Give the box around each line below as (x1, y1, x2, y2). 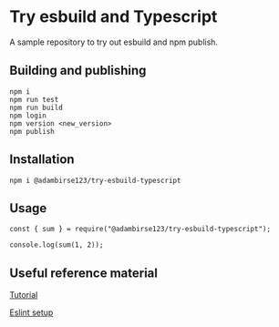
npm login (9, 111, 47, 120)
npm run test (9, 95, 59, 104)
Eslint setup (9, 307, 54, 318)
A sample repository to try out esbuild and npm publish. (9, 36, 219, 47)
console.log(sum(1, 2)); (9, 240, 104, 250)
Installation (9, 152, 75, 168)
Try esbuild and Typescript (9, 6, 218, 27)
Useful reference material (9, 265, 158, 281)
